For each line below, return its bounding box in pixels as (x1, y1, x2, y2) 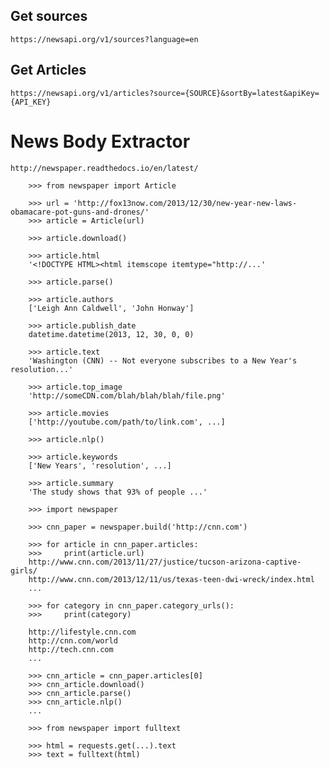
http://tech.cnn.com (28, 644, 114, 654)
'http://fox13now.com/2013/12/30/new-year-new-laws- (73, 198, 298, 208)
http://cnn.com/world (28, 635, 118, 646)
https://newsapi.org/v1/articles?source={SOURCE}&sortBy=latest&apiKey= (10, 88, 320, 98)
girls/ (10, 565, 38, 576)
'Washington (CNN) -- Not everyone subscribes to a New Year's (28, 355, 298, 366)
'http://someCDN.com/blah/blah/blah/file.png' (28, 390, 226, 401)
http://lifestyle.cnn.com (28, 627, 137, 637)
